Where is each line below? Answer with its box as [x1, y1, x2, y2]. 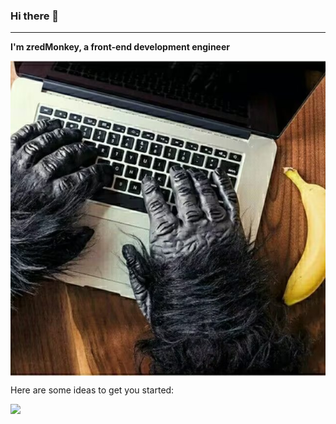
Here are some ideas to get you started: [10, 384, 175, 396]
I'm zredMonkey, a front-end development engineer [10, 41, 230, 53]
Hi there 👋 [10, 9, 60, 23]
